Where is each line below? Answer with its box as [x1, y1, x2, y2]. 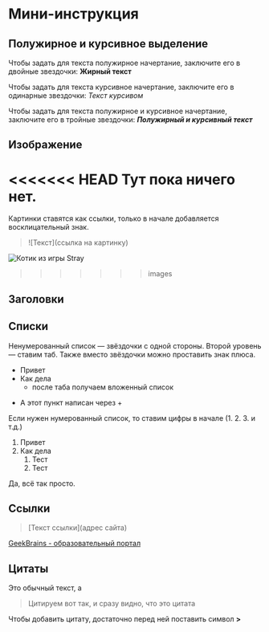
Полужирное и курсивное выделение [8, 37, 209, 51]
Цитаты [8, 561, 49, 575]
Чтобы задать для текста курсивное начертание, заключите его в [8, 82, 234, 92]
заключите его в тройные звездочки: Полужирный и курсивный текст [8, 115, 253, 124]
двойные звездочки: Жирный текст [8, 67, 132, 76]
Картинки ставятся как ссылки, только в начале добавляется [8, 214, 219, 223]
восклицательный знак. [8, 222, 90, 232]
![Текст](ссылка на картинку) [27, 238, 128, 247]
